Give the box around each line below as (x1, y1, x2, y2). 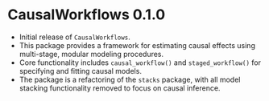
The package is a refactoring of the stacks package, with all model (19, 75, 241, 84)
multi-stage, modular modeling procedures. (19, 49, 164, 59)
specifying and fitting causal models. (19, 66, 143, 75)
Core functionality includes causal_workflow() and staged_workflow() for (19, 58, 261, 67)
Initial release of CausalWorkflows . (19, 32, 130, 42)
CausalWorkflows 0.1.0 (7, 6, 166, 24)
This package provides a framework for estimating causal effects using (19, 40, 255, 50)
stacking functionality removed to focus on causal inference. (19, 83, 221, 93)
